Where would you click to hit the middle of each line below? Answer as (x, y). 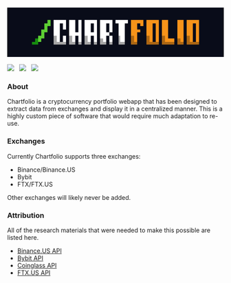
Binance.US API (39, 251)
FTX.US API (34, 273)
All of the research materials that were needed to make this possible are (109, 230)
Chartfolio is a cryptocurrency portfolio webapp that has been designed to (112, 102)
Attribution (26, 215)
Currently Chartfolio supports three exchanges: (74, 156)
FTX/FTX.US (35, 184)
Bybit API (30, 258)
